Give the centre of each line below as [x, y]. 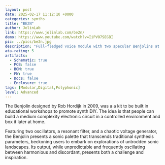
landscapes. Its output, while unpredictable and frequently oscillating [75, 147]
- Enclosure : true [29, 83]
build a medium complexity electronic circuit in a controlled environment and [83, 117]
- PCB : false [23, 65]
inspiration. [16, 158]
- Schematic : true [29, 60]
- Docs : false [24, 78]
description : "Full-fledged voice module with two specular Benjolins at [82, 46]
